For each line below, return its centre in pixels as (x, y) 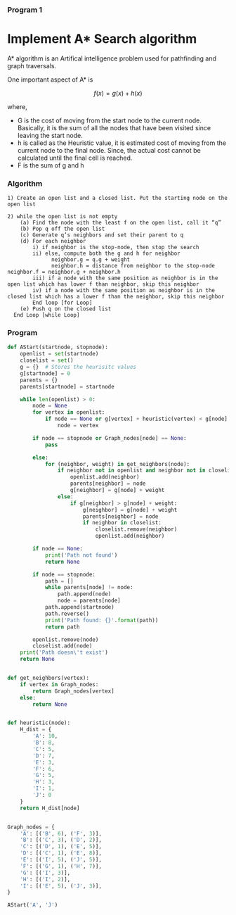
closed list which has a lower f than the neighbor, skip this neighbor (116, 297)
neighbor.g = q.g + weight (91, 260)
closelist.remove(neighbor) (136, 529)
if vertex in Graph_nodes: (59, 684)
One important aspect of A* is (50, 80)
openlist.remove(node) (66, 639)
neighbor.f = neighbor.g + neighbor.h (64, 272)
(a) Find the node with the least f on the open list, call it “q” (120, 223)
